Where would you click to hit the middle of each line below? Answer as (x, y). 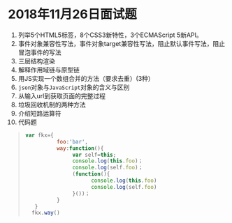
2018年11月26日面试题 (72, 14)
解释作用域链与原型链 (49, 70)
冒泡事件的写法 (39, 52)
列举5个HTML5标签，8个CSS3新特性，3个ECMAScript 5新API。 (110, 35)
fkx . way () (46, 213)
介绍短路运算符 (39, 113)
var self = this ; (94, 155)
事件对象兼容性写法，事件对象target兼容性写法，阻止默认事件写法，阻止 (122, 43)
